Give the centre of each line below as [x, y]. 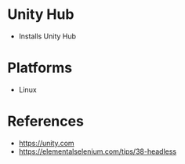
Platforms [40, 68]
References [45, 121]
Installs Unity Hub [47, 36]
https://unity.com [47, 143]
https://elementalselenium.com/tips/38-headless [98, 151]
